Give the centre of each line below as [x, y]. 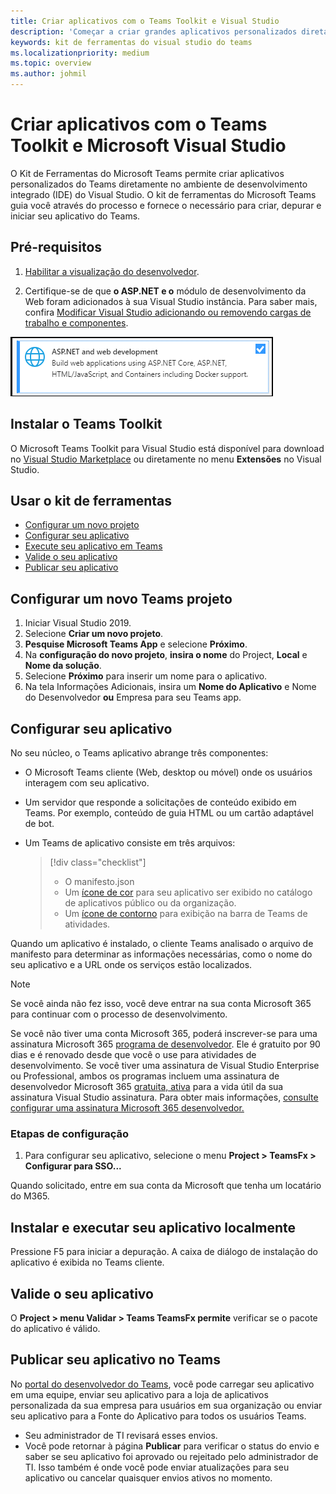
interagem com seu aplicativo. [87, 783]
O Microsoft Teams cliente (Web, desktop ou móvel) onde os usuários [168, 772]
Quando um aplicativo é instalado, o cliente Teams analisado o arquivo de [162, 943]
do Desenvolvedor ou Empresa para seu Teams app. [133, 697]
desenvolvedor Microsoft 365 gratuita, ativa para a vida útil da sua [147, 1086]
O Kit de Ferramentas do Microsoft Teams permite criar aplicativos [147, 173]
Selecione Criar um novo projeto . [94, 634]
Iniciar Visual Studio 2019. [78, 623]
